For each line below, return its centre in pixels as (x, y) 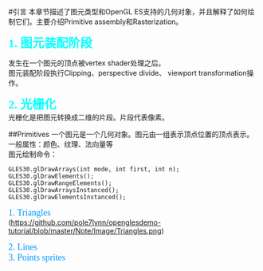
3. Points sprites (37, 257)
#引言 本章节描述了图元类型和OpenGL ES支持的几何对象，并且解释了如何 (128, 12)
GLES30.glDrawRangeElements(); (60, 183)
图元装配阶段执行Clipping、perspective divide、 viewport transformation (128, 73)
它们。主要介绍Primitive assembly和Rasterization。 (99, 22)
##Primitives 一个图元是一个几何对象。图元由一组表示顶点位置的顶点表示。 (131, 134)
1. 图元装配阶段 (50, 43)
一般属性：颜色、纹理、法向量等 (61, 144)
